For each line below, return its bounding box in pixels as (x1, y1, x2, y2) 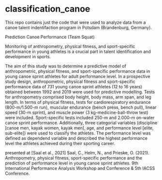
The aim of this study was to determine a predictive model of (5, 63, 127, 69)
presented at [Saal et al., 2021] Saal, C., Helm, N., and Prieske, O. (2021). (5, 149, 150, 156)
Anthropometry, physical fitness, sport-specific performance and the (5, 155, 143, 161)
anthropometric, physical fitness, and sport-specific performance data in (5, 68, 150, 74)
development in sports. (5, 53, 51, 59)
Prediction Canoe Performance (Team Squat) (5, 34, 95, 40)
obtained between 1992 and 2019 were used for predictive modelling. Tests (5, 89, 155, 95)
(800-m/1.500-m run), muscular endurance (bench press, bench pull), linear (5, 104, 157, 110)
